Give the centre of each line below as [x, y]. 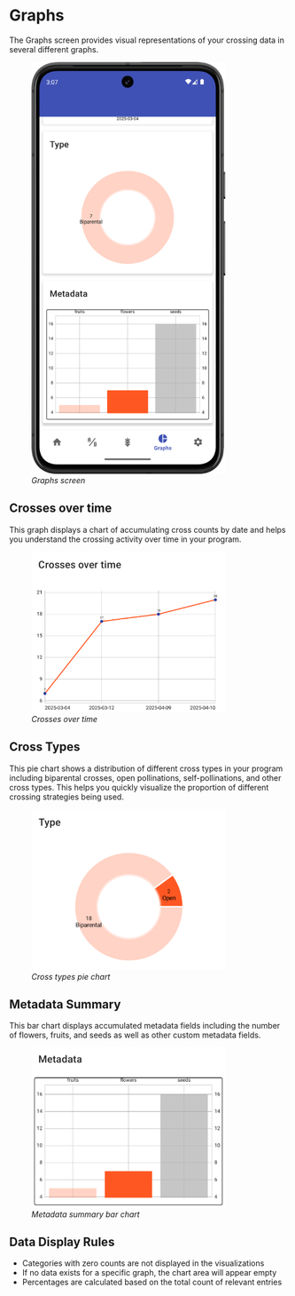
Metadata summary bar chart [85, 1214]
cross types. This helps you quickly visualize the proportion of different [139, 787]
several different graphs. [54, 49]
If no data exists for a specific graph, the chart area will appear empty [149, 1273]
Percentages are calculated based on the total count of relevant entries [152, 1282]
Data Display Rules [62, 1241]
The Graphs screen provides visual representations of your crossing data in [147, 40]
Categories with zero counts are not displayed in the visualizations [143, 1263]
